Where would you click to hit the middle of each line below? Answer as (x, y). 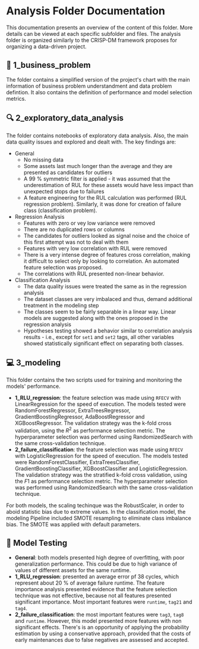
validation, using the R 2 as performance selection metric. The (90, 430)
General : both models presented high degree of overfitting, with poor (99, 557)
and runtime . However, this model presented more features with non (98, 620)
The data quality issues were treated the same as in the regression (105, 286)
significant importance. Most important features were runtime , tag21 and (103, 602)
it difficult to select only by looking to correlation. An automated (101, 261)
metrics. (16, 98)
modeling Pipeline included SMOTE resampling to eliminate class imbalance (99, 518)
